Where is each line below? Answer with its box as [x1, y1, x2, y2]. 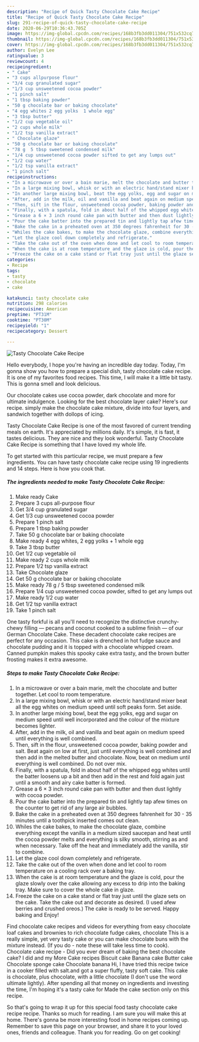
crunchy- [156, 618, 180, 626]
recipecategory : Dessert [6, 328, 68, 334]
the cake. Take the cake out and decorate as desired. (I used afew [15, 899, 177, 906]
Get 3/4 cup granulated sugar [15, 506, 88, 513]
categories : [6, 257, 36, 263]
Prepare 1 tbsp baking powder [15, 525, 89, 532]
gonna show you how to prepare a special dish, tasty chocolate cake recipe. [6, 367, 193, 374]
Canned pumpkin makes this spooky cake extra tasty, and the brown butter [6, 650, 190, 657]
